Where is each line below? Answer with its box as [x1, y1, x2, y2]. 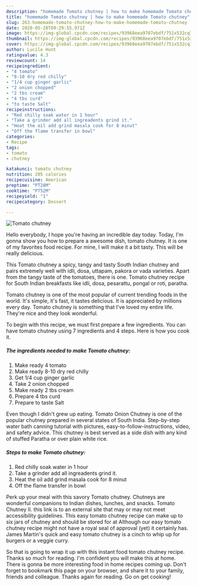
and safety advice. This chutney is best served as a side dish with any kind [6, 429, 187, 436]
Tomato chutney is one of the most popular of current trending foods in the [6, 291, 188, 299]
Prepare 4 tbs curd [14, 393, 60, 400]
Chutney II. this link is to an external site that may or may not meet [6, 506, 165, 513]
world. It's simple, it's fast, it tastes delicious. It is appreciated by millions [6, 297, 182, 304]
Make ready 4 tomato [14, 362, 67, 369]
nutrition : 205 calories [6, 172, 67, 177]
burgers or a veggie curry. [6, 537, 69, 544]
